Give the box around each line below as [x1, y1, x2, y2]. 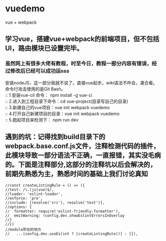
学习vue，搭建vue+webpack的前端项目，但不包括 [5, 35, 160, 43]
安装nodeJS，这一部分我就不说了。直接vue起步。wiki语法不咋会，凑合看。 [5, 80, 158, 85]
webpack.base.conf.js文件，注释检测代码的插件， [5, 142, 160, 151]
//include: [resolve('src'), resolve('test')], [5, 201, 105, 205]
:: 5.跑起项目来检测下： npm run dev [5, 117, 79, 122]
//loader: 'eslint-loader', [5, 192, 63, 197]
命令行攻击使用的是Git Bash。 [5, 86, 66, 92]
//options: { [5, 204, 32, 210]
